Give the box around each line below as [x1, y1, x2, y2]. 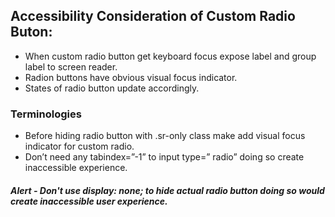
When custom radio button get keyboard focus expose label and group [24, 50, 317, 62]
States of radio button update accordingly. [24, 82, 200, 94]
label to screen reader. [24, 60, 118, 73]
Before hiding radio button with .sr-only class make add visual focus [24, 130, 306, 142]
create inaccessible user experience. [10, 195, 168, 207]
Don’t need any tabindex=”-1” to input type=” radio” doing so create [24, 151, 305, 163]
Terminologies [10, 107, 82, 121]
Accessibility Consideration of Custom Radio [10, 8, 296, 25]
